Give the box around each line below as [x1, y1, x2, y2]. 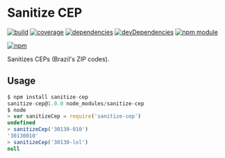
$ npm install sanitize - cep [7, 93, 89, 100]
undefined [7, 120, 36, 127]
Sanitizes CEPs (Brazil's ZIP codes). [7, 54, 110, 63]
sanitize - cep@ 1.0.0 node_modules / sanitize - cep [7, 100, 144, 107]
